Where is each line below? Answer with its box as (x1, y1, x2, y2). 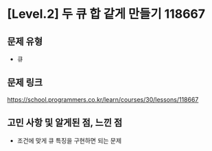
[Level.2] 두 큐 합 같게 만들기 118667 (7, 6, 206, 22)
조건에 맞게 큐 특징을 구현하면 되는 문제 (16, 136, 122, 144)
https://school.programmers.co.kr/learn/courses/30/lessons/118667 (7, 95, 199, 103)
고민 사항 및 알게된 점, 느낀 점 (7, 117, 123, 128)
